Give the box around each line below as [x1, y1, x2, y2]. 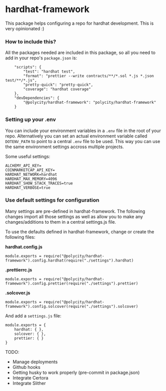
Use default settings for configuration [5, 197, 100, 204]
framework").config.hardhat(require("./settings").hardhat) [5, 258, 134, 263]
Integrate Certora [12, 374, 49, 381]
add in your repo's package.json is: [5, 55, 77, 61]
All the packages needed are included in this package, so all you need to [5, 49, 156, 56]
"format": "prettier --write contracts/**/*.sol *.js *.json [23, 74, 154, 79]
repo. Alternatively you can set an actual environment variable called [5, 133, 147, 139]
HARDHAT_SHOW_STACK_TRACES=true [5, 180, 73, 186]
